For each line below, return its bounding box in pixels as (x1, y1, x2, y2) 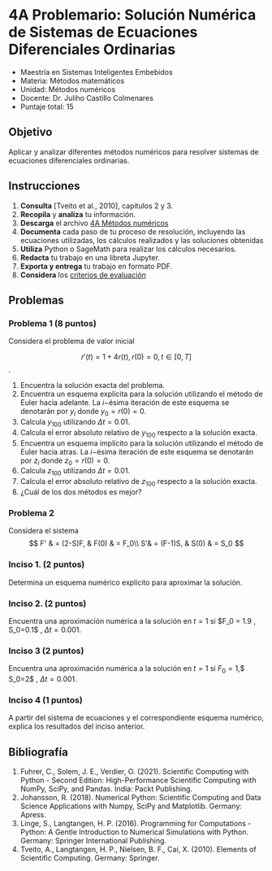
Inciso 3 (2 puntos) (8, 645, 84, 656)
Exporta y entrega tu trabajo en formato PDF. (19, 261, 173, 271)
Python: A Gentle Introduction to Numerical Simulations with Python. (19, 827, 249, 837)
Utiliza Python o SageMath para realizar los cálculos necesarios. (19, 244, 237, 254)
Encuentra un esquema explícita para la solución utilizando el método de (19, 389, 264, 399)
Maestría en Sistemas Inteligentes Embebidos (19, 67, 173, 76)
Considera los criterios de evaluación (19, 270, 146, 280)
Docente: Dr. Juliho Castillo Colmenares (19, 93, 154, 102)
